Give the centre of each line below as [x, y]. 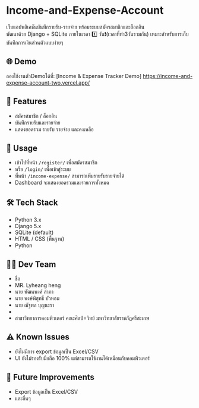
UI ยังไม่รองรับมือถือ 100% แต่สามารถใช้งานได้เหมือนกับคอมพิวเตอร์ [82, 358]
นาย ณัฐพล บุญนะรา [34, 305]
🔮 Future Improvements [50, 377]
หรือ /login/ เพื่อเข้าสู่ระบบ [43, 169]
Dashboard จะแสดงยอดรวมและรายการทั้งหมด [62, 183]
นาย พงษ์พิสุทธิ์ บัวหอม [37, 298]
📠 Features [26, 102]
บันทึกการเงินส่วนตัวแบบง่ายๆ [35, 42]
